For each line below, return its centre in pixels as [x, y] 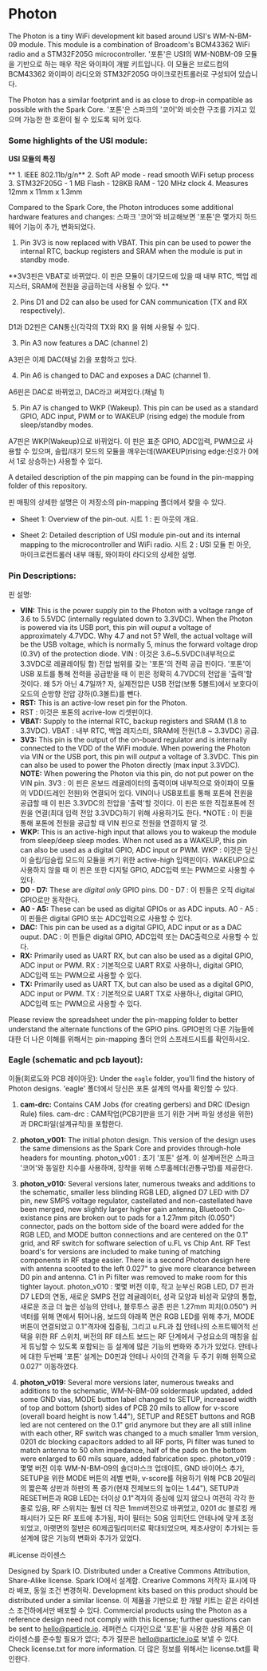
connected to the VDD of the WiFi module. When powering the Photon [135, 748]
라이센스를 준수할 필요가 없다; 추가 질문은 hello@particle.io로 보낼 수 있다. [124, 1638]
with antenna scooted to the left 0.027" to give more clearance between [138, 1268]
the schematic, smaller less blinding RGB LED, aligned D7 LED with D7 [134, 1192]
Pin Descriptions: [43, 576]
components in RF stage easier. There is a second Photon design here [135, 1260]
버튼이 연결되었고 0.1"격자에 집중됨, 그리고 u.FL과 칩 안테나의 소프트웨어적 [135, 1326]
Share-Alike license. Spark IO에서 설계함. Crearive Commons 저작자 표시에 [128, 1580]
